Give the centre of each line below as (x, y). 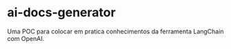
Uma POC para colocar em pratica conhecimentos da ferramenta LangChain (115, 31)
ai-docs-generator (61, 13)
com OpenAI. (26, 38)
